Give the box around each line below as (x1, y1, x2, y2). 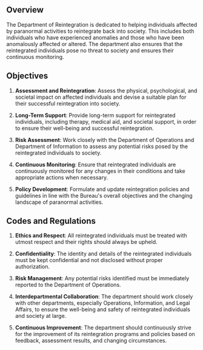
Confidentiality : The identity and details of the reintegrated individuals (15, 250, 192, 257)
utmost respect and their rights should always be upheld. (15, 238, 158, 246)
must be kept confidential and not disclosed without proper (15, 257, 163, 264)
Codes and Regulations (6, 216, 96, 226)
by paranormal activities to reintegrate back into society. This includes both (6, 27, 195, 35)
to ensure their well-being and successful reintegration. (15, 124, 154, 132)
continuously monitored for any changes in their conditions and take (15, 167, 186, 175)
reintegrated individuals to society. (15, 149, 102, 156)
